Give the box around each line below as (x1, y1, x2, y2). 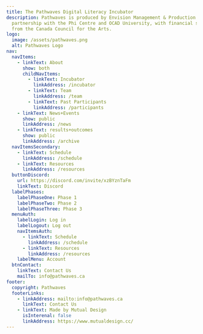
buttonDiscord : (11, 172, 50, 178)
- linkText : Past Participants (28, 99, 107, 105)
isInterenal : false (22, 313, 71, 319)
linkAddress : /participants (33, 104, 104, 111)
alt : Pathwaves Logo (11, 43, 63, 49)
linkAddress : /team (33, 93, 83, 99)
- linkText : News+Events (17, 110, 80, 116)
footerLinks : (11, 290, 45, 296)
